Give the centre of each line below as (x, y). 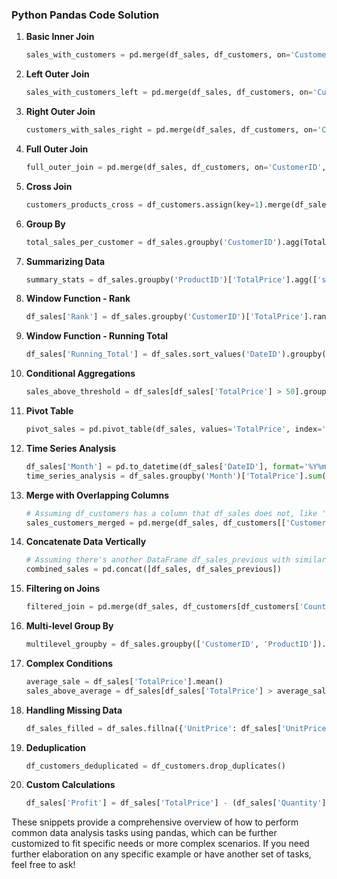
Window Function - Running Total (97, 336)
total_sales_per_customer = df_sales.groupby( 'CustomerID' (151, 242)
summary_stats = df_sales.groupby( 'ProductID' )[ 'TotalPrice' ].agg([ (171, 279)
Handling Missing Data (74, 710)
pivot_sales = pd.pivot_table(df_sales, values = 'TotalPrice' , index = (174, 429)
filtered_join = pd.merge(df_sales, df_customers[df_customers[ (162, 607)
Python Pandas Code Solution (85, 15)
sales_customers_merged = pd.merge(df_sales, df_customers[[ (156, 523)
